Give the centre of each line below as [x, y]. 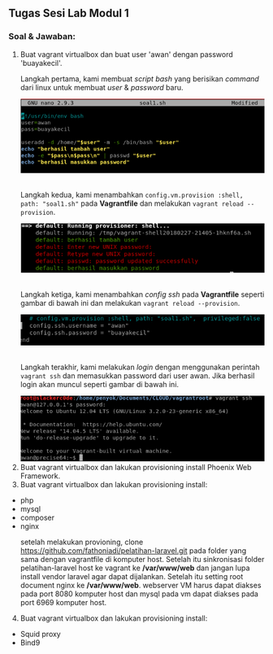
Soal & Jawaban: [42, 37]
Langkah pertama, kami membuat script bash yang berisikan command [140, 78]
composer [37, 518]
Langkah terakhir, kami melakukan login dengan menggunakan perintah [140, 367]
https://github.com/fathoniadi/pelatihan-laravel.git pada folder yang [133, 551]
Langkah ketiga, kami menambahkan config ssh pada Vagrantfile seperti [142, 294]
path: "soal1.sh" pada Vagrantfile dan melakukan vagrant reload [132, 203]
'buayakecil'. [41, 63]
